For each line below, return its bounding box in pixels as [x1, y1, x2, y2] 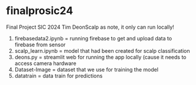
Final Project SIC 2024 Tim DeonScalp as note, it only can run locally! [6, 23, 175, 30]
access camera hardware [14, 60, 77, 67]
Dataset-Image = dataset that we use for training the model [14, 66, 159, 73]
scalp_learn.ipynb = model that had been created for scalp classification [14, 47, 190, 54]
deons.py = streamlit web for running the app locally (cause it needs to [14, 53, 187, 60]
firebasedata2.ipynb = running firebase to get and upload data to [14, 35, 172, 42]
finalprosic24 [6, 4, 74, 18]
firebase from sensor [14, 41, 66, 48]
